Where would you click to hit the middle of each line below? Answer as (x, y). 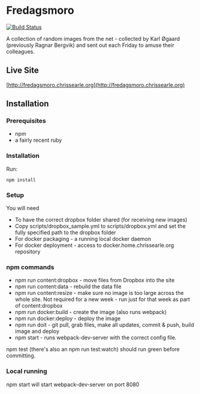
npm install (21, 180)
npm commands (30, 267)
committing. (21, 356)
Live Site (22, 71)
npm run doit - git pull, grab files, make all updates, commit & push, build (104, 325)
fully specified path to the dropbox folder (66, 232)
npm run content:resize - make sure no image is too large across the (99, 293)
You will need (23, 208)
